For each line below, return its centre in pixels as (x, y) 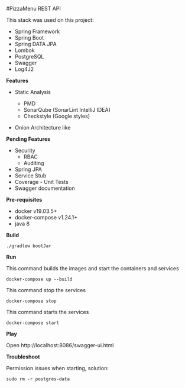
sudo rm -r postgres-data (38, 379)
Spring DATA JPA (36, 44)
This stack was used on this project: (50, 20)
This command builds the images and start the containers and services (92, 268)
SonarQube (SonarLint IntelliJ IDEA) (67, 110)
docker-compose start (33, 323)
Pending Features (28, 139)
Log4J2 (24, 69)
